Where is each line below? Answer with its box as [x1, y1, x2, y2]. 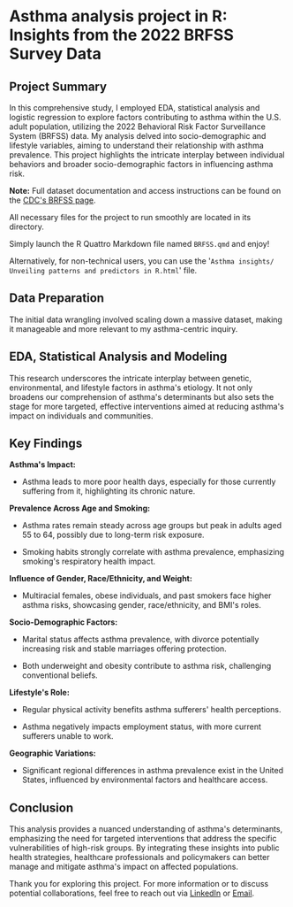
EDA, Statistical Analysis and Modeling [9, 350, 228, 365]
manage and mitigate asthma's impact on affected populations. [9, 861, 238, 872]
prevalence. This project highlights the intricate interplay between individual [9, 150, 285, 160]
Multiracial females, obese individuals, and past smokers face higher [21, 590, 272, 601]
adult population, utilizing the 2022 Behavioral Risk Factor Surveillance [9, 121, 267, 132]
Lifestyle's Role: [9, 688, 71, 698]
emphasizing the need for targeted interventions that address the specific [9, 834, 277, 844]
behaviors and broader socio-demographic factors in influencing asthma [9, 159, 274, 169]
